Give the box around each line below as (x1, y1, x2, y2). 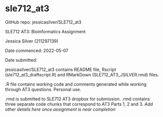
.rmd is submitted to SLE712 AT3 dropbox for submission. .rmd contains (5, 96, 150, 102)
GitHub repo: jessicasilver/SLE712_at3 (5, 19, 82, 25)
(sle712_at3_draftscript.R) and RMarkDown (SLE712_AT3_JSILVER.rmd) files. (5, 71, 159, 77)
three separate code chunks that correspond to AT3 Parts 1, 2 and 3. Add (5, 101, 153, 107)
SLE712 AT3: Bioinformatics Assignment (5, 28, 86, 34)
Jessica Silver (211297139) (5, 38, 59, 44)
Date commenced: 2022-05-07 (5, 47, 69, 53)
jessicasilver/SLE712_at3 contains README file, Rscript (5, 67, 116, 72)
